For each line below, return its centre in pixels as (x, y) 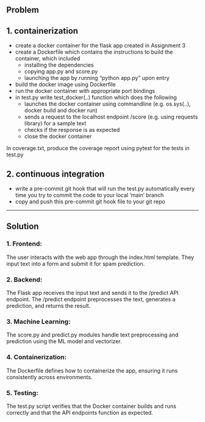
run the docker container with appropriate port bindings (85, 91)
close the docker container (58, 136)
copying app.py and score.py (61, 71)
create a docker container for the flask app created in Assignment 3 (100, 46)
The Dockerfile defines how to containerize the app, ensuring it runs (92, 370)
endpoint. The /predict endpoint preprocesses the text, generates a (91, 299)
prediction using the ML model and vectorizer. (64, 341)
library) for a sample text (55, 123)
